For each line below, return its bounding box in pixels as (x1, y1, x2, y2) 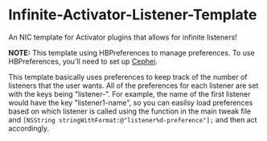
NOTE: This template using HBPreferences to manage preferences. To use (8, 48, 255, 57)
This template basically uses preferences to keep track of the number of (8, 72, 248, 81)
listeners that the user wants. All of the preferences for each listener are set (8, 81, 259, 90)
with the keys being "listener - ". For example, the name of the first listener (8, 89, 251, 98)
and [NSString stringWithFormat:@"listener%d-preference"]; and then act (8, 114, 257, 124)
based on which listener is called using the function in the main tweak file (8, 106, 252, 116)
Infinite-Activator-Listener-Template (8, 6, 257, 24)
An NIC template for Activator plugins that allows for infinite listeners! (8, 32, 237, 42)
